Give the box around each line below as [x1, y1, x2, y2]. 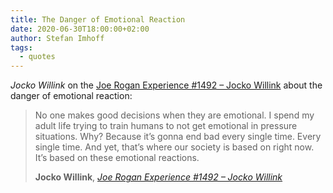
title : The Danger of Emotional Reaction [10, 14, 186, 25]
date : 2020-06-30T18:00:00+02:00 [10, 24, 150, 34]
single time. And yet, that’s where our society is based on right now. [34, 141, 315, 153]
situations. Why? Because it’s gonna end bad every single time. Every [34, 131, 322, 143]
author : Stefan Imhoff [10, 33, 105, 43]
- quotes [19, 52, 56, 62]
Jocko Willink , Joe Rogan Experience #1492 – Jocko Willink [34, 171, 283, 183]
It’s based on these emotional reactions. [34, 152, 200, 164]
